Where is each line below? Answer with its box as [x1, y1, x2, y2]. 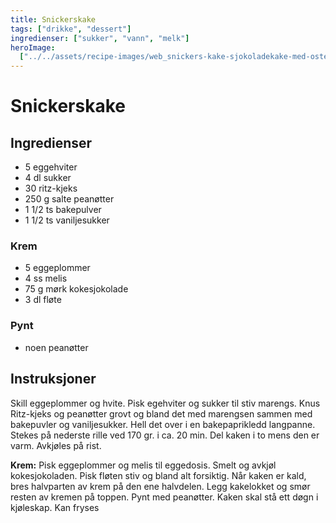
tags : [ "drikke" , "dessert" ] [10, 24, 132, 34]
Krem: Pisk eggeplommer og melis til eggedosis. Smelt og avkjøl [10, 459, 277, 471]
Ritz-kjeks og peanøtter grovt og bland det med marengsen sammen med [10, 407, 313, 420]
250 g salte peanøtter [24, 193, 115, 205]
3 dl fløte [24, 294, 62, 306]
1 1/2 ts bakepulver [24, 204, 102, 216]
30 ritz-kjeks [24, 182, 78, 195]
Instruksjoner [10, 371, 97, 388]
